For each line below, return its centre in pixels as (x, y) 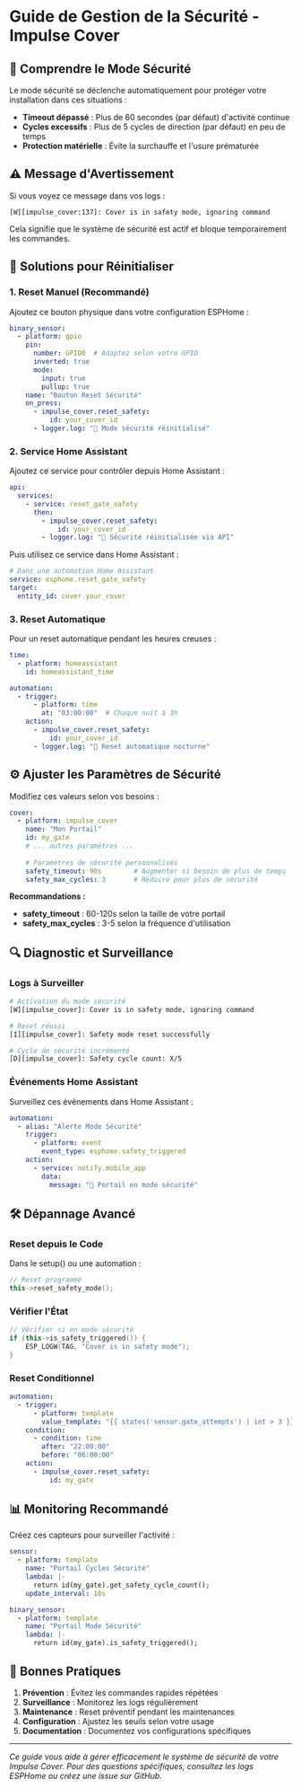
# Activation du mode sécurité (68, 1002)
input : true (64, 378)
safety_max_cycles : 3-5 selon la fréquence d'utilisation (126, 923)
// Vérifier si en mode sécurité (72, 1330)
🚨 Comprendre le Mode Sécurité (100, 69)
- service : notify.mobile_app (89, 1168)
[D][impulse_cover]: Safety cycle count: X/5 (95, 1059)
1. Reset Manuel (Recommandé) (79, 292)
